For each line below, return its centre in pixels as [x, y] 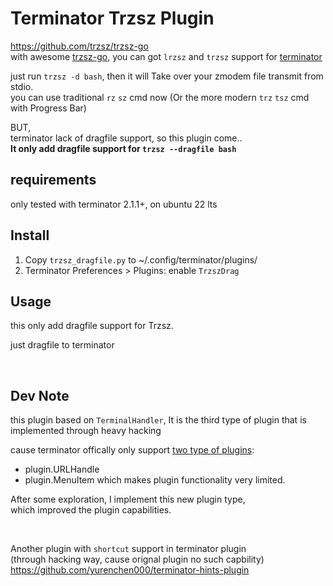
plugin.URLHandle [62, 469]
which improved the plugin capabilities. [91, 510]
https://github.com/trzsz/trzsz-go [79, 46]
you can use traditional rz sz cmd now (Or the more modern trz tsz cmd [160, 97]
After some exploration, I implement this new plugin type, [128, 499]
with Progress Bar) [48, 108]
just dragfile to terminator [62, 345]
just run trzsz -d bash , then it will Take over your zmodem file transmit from [167, 76]
